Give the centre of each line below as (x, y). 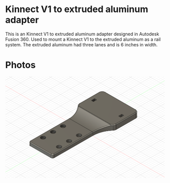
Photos (20, 65)
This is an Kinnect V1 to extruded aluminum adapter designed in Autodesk (82, 34)
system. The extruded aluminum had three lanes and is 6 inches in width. (81, 44)
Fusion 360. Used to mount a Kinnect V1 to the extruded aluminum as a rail (83, 39)
